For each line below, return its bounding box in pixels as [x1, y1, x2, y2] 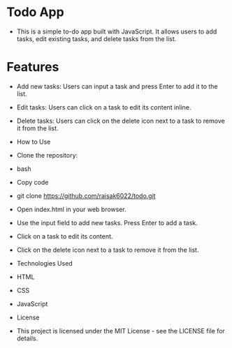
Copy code [16, 178, 49, 186]
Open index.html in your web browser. [16, 205, 126, 213]
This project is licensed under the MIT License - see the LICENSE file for [16, 326, 225, 335]
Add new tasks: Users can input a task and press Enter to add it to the [16, 82, 218, 91]
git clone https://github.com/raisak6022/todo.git [16, 191, 156, 199]
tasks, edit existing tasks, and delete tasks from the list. [16, 34, 177, 43]
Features [6, 59, 59, 75]
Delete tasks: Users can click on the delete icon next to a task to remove [16, 116, 225, 125]
